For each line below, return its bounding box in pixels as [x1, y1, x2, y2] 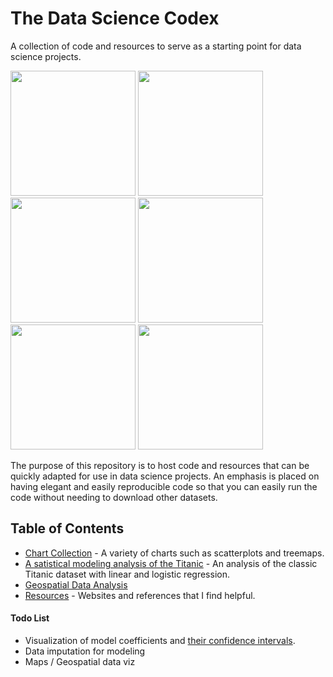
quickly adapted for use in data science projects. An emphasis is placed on [10, 470, 320, 482]
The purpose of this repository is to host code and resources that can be [10, 459, 310, 471]
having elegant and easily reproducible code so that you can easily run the [10, 480, 318, 492]
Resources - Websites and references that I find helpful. [24, 589, 256, 601]
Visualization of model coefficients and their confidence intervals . [24, 634, 296, 646]
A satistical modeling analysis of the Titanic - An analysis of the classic [24, 557, 318, 569]
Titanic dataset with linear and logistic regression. [24, 568, 230, 580]
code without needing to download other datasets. [10, 491, 218, 503]
